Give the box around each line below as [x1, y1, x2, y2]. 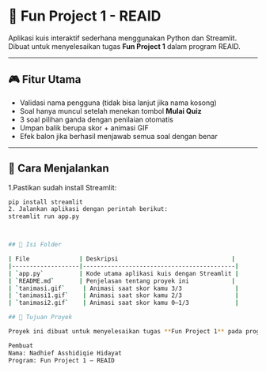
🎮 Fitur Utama [8, 73, 82, 86]
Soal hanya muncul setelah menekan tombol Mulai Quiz [19, 106, 202, 115]
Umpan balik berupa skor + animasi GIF [19, 122, 149, 133]
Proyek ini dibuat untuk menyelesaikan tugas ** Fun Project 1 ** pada [8, 328, 243, 336]
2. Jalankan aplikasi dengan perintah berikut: [8, 205, 169, 213]
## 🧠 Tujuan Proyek [8, 314, 73, 321]
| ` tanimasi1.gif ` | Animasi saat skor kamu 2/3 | [8, 291, 239, 299]
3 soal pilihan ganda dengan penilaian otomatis [19, 115, 174, 124]
